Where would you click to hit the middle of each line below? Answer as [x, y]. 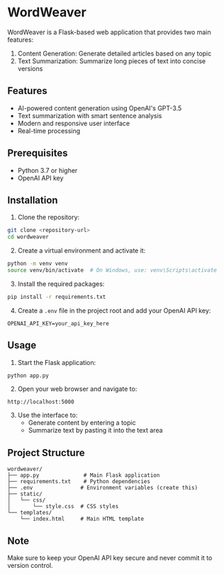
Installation [33, 200]
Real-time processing [49, 131]
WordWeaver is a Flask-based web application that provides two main [109, 32]
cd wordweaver [28, 237]
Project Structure [46, 453]
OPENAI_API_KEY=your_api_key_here [58, 323]
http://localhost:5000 [41, 402]
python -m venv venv [38, 264]
